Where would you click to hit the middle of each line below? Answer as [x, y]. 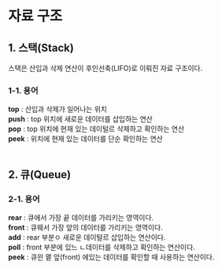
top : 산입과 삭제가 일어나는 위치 [58, 109]
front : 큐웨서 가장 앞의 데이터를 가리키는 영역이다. [85, 227]
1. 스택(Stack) [41, 48]
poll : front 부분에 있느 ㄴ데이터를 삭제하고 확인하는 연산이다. [102, 247]
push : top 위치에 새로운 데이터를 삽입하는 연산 [81, 119]
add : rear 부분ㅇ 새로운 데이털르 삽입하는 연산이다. [87, 237]
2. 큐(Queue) [40, 174]
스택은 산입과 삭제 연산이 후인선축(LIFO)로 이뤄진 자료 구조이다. [105, 68]
